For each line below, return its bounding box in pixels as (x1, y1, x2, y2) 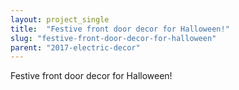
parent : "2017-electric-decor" (10, 42, 141, 53)
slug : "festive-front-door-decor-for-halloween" (10, 33, 217, 43)
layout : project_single (10, 14, 110, 25)
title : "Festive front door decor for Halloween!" (10, 24, 230, 34)
